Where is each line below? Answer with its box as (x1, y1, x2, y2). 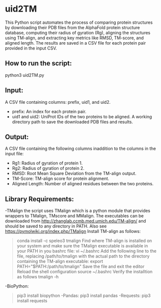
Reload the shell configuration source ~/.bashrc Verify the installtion (16, 269, 153, 275)
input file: (5, 151, 24, 157)
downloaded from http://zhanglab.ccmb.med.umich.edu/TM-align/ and (5, 218, 146, 224)
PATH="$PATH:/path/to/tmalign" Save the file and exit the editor (16, 263, 145, 270)
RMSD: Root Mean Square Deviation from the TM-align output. (12, 171, 137, 177)
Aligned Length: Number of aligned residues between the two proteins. (12, 181, 154, 187)
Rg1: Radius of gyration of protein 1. (12, 160, 83, 166)
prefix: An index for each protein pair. (12, 108, 87, 114)
